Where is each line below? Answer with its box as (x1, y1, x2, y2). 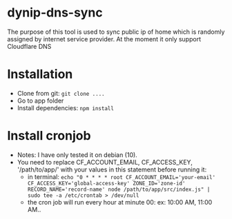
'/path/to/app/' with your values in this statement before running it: (17, 165, 207, 174)
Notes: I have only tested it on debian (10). (17, 150, 138, 159)
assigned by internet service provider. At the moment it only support (7, 34, 202, 43)
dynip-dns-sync (7, 5, 103, 21)
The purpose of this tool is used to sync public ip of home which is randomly (7, 28, 225, 36)
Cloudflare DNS (7, 42, 52, 50)
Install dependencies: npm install (17, 103, 114, 112)
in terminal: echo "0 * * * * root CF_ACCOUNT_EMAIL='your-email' (27, 172, 216, 180)
